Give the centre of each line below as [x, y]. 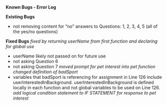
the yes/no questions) [35, 31]
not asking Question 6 [35, 61]
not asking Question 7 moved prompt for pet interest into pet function [84, 67]
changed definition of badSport [45, 72]
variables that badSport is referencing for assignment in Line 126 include [87, 77]
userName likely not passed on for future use [59, 56]
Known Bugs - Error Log [31, 7]
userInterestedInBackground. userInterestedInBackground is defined [83, 82]
